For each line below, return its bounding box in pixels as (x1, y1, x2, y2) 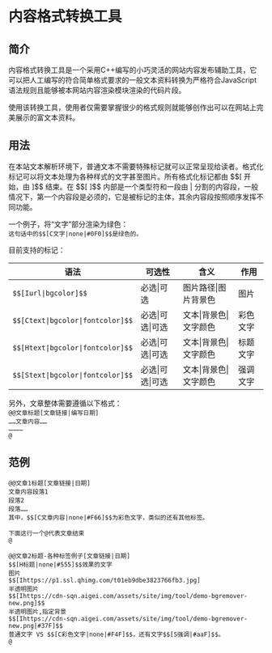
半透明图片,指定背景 (8, 608, 67, 616)
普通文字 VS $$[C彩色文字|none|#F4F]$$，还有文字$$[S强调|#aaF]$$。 (8, 630, 225, 638)
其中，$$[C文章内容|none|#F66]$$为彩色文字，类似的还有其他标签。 (8, 513, 209, 522)
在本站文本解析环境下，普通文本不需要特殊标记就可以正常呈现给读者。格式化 (8, 161, 264, 171)
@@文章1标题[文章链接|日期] (8, 479, 91, 487)
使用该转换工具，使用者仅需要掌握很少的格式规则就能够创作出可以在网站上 (8, 103, 257, 112)
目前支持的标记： (8, 244, 66, 255)
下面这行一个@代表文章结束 (8, 529, 85, 537)
